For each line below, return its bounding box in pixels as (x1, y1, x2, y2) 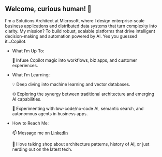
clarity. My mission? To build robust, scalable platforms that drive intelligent (5, 28, 156, 34)
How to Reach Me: (12, 120, 49, 126)
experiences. (12, 62, 38, 68)
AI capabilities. (12, 96, 42, 102)
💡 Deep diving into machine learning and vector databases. (12, 81, 131, 87)
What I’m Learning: (12, 71, 50, 78)
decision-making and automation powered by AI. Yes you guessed (5, 33, 137, 39)
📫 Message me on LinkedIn (12, 130, 68, 136)
